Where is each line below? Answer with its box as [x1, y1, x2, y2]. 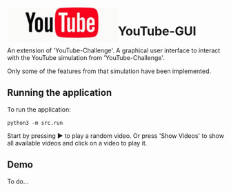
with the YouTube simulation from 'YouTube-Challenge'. [7, 53, 165, 61]
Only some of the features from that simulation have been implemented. [7, 67, 212, 75]
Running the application [7, 87, 112, 99]
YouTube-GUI [118, 23, 197, 39]
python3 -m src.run [7, 119, 63, 126]
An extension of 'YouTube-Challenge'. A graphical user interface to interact [7, 46, 221, 54]
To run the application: [7, 105, 71, 113]
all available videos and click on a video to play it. [7, 139, 148, 147]
